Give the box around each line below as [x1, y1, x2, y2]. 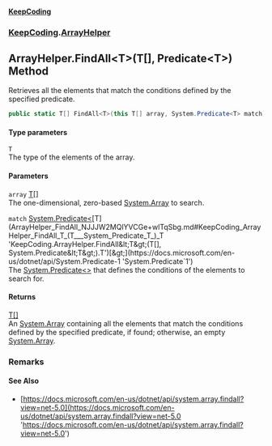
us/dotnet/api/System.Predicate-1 [8, 256, 121, 266]
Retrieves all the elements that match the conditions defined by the [8, 86, 232, 96]
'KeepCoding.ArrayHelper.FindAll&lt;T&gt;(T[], [8, 239, 162, 248]
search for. [8, 274, 45, 283]
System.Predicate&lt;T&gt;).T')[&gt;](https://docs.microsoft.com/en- [8, 248, 236, 257]
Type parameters [8, 127, 68, 137]
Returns [8, 292, 36, 302]
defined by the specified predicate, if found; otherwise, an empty [8, 327, 226, 337]
